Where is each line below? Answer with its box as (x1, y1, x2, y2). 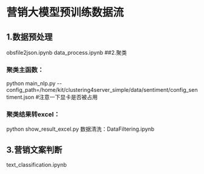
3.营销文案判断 (6, 144, 63, 155)
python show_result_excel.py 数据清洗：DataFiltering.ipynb (6, 125, 155, 133)
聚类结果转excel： (6, 110, 60, 119)
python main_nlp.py (6, 80, 56, 87)
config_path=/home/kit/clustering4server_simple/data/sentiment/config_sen (6, 86, 198, 94)
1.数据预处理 (6, 32, 53, 42)
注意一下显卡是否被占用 (38, 94, 98, 101)
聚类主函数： (6, 65, 44, 74)
